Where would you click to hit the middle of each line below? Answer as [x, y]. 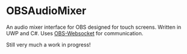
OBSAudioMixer [46, 11]
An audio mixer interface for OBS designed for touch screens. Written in [94, 27]
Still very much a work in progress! [49, 45]
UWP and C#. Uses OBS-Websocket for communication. [75, 33]
